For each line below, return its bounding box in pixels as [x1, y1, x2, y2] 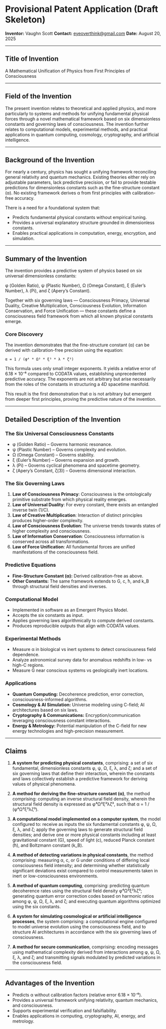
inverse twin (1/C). [12, 507, 49, 513]
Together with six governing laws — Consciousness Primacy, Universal [5, 297, 150, 303]
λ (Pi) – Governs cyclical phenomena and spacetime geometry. [12, 462, 141, 469]
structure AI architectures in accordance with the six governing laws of [12, 929, 157, 935]
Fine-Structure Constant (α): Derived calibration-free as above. [12, 573, 143, 579]
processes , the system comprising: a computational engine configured [12, 919, 157, 924]
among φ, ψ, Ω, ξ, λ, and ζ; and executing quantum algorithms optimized [12, 898, 161, 905]
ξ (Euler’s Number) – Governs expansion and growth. [12, 457, 120, 463]
